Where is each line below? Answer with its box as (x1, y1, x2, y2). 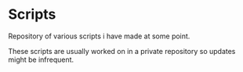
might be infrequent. (8, 55, 74, 64)
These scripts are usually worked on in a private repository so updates (8, 46, 236, 56)
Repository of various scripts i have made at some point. (8, 31, 190, 41)
